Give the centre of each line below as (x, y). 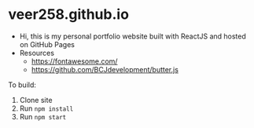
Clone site (36, 100)
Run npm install (46, 108)
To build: (22, 85)
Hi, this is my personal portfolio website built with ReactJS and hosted (133, 36)
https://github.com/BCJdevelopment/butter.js (105, 69)
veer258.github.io (69, 15)
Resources (37, 53)
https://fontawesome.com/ (74, 61)
